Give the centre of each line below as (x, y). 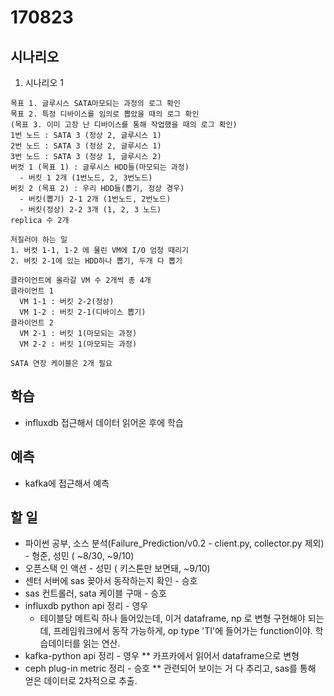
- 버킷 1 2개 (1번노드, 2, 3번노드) (86, 178)
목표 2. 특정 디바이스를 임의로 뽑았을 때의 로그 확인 (105, 114)
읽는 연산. (101, 643)
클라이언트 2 (32, 323)
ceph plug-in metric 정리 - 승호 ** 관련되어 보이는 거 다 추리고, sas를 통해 (170, 668)
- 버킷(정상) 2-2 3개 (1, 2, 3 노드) (90, 210)
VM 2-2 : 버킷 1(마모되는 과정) (78, 344)
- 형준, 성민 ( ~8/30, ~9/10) (79, 556)
